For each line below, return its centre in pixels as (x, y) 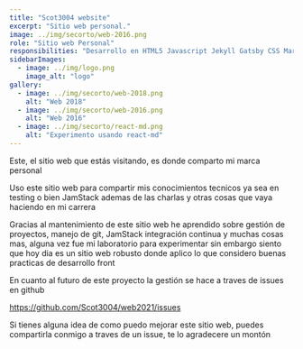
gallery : (26, 85)
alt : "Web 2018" (56, 101)
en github (27, 289)
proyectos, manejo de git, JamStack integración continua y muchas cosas (147, 234)
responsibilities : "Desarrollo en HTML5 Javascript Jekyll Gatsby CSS (145, 51)
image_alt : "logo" (60, 77)
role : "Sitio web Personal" (62, 43)
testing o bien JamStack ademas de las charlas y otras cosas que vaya (141, 197)
